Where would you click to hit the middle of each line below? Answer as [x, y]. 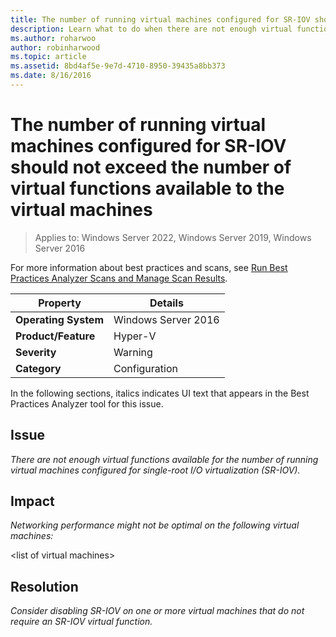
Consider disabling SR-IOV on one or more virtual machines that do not [157, 611]
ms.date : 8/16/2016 [51, 76]
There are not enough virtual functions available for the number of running [164, 459]
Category [38, 368]
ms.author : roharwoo [53, 38]
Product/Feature [55, 336]
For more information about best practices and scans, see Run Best [149, 267]
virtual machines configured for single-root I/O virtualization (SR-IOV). [155, 470]
